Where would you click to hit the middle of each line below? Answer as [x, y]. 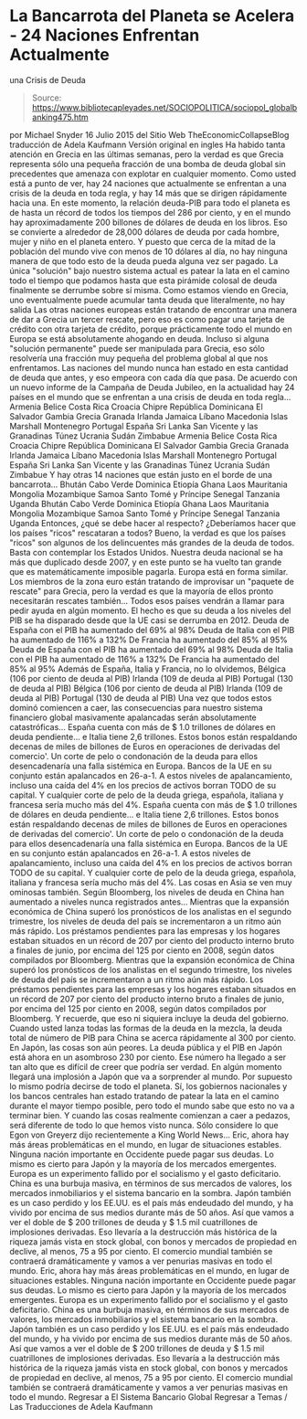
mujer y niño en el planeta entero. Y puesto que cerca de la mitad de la [143, 241]
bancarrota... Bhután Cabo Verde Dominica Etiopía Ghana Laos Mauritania [148, 484]
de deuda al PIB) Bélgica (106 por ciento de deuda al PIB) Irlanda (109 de [146, 688]
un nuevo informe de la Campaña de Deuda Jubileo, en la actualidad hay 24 [152, 387]
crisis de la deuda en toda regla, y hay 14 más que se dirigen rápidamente [148, 193]
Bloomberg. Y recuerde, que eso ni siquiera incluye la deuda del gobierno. [149, 1018]
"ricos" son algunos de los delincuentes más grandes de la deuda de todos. [152, 542]
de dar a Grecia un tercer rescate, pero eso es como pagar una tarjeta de [147, 319]
